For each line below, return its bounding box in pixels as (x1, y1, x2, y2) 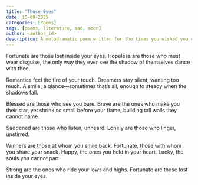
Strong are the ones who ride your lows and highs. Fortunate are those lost (6, 166, 188, 173)
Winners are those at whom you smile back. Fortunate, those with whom (6, 142, 181, 149)
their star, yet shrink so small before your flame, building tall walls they (6, 107, 177, 113)
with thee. (6, 65, 31, 72)
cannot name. (6, 113, 40, 120)
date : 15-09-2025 (6, 14, 49, 20)
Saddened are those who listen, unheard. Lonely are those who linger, (6, 125, 176, 131)
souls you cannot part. (6, 155, 61, 161)
